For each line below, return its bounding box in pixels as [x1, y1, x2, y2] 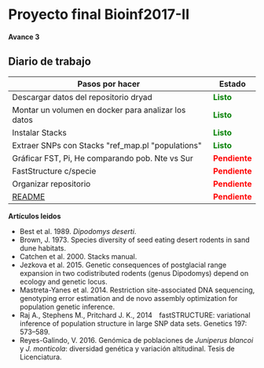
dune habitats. [19, 243, 67, 253]
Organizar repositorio [12, 178, 91, 189]
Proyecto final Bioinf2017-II [8, 6, 190, 24]
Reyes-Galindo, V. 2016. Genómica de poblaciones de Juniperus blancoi [19, 335, 254, 344]
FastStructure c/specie [12, 165, 97, 177]
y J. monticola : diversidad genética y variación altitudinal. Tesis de [19, 344, 236, 353]
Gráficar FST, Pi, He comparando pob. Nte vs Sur [12, 152, 194, 163]
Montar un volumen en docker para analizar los [12, 104, 186, 115]
